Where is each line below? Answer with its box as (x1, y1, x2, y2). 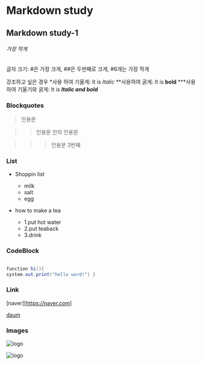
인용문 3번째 (51, 142, 81, 149)
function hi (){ (6, 266, 45, 272)
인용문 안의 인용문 (36, 128, 78, 136)
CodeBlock (6, 246, 39, 255)
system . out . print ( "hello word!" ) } (6, 271, 96, 277)
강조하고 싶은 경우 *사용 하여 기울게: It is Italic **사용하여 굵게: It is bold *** (6, 78, 186, 85)
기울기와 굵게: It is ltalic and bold (17, 85, 98, 93)
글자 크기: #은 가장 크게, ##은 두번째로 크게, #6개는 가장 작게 (6, 65, 150, 73)
